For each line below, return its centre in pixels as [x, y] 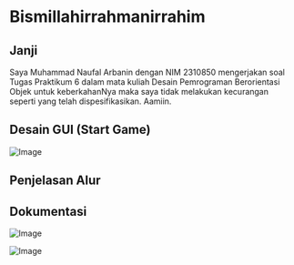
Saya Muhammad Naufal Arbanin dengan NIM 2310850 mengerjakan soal [147, 72]
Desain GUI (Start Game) [80, 130]
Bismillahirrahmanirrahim [107, 17]
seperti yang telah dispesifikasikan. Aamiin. [91, 101]
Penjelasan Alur [56, 181]
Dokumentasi [48, 211]
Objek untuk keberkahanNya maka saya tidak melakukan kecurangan [139, 92]
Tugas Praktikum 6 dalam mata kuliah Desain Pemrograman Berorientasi [145, 82]
